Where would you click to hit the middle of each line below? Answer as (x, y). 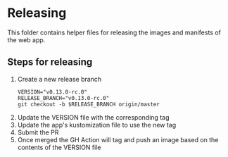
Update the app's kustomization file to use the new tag (97, 125)
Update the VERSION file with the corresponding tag (93, 117)
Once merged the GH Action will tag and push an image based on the (118, 139)
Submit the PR (38, 132)
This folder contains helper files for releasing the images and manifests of (114, 32)
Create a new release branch (59, 79)
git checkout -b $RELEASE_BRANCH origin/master (88, 104)
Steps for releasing (50, 62)
